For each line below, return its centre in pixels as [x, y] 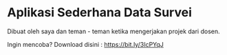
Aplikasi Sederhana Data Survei [100, 13]
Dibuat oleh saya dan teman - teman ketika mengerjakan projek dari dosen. [113, 31]
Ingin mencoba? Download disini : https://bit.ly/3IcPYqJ [85, 44]
